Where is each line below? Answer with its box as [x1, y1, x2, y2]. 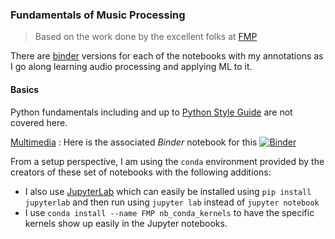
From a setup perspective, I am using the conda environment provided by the [10, 155, 325, 167]
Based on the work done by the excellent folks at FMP [34, 31, 258, 43]
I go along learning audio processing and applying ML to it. [10, 61, 253, 73]
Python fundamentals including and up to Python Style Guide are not [10, 106, 293, 118]
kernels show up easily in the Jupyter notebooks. [24, 217, 228, 229]
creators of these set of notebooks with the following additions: [10, 166, 272, 178]
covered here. [10, 116, 68, 128]
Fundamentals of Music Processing [10, 8, 186, 22]
